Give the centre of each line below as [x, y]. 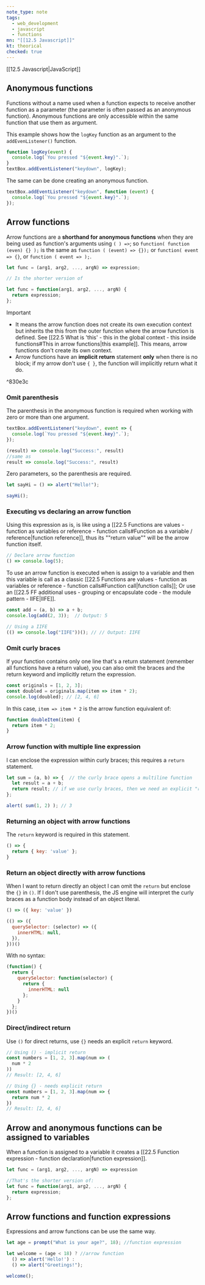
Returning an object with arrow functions [68, 821]
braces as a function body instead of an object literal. [73, 899]
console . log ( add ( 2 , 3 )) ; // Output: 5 [57, 616]
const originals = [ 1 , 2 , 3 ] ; [45, 686]
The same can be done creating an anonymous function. [77, 181]
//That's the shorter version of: [50, 1181]
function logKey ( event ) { [39, 152]
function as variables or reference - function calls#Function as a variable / [99, 531]
